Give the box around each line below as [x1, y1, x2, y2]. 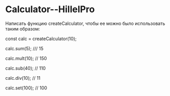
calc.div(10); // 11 [5, 75, 41, 81]
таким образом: [5, 25, 40, 31]
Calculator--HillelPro [5, 4, 95, 15]
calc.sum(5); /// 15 [5, 45, 44, 51]
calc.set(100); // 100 [5, 85, 47, 91]
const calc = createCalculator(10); [5, 36, 77, 42]
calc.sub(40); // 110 [5, 65, 46, 71]
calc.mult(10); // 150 [5, 55, 47, 61]
